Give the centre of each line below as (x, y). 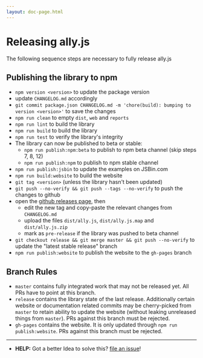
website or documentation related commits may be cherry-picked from (103, 305)
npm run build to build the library (56, 131)
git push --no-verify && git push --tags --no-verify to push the (99, 189)
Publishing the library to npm (62, 77)
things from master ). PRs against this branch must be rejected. (92, 319)
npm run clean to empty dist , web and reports (72, 118)
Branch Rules (32, 272)
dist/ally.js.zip (46, 227)
